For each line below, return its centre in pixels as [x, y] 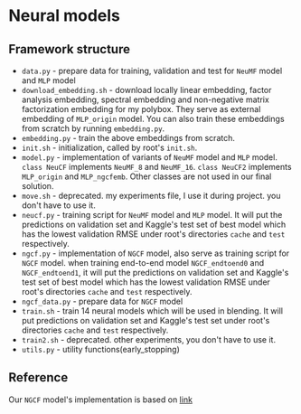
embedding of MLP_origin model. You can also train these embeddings [153, 119]
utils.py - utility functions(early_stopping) [100, 349]
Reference [38, 377]
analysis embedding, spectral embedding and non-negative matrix [146, 99]
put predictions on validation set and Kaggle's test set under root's [146, 320]
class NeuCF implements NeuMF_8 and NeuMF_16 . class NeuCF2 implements [156, 167]
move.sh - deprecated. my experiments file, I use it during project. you [151, 196]
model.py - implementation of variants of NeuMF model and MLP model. [149, 157]
